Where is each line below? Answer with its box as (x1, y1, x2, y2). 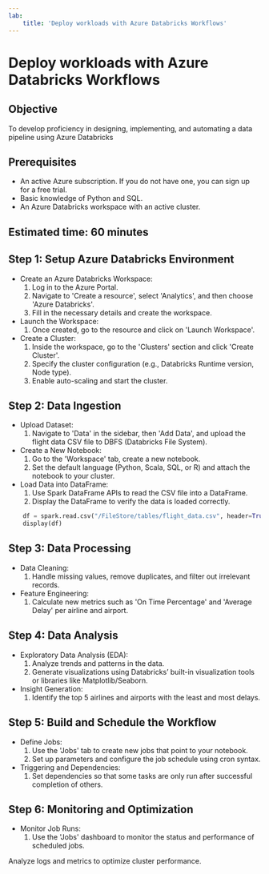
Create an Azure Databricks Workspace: (19, 274, 154, 283)
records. (31, 579, 60, 589)
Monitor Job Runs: (19, 824, 82, 833)
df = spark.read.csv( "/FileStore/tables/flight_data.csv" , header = (22, 512, 252, 520)
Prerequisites (8, 155, 77, 169)
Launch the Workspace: (19, 316, 99, 326)
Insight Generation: (19, 684, 83, 693)
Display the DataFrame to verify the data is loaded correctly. (31, 497, 231, 507)
